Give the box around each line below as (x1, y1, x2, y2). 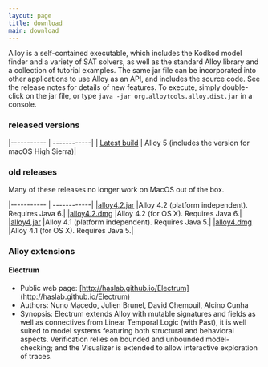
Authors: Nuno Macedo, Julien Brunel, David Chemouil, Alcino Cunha (19, 300, 249, 310)
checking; (19, 343, 54, 353)
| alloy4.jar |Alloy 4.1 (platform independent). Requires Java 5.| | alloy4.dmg (8, 217, 253, 227)
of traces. (19, 352, 52, 361)
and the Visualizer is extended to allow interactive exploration (55, 343, 258, 353)
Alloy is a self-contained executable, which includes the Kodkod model (8, 49, 242, 58)
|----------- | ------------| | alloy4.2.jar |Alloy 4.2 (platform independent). (8, 200, 249, 209)
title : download (8, 19, 63, 27)
